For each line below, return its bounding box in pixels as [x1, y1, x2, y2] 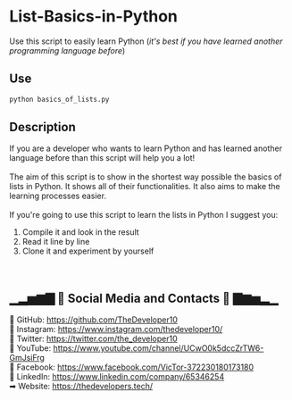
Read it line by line [21, 237, 90, 247]
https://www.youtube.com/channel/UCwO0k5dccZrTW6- [53, 343, 264, 354]
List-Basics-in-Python [9, 6, 179, 27]
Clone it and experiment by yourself [21, 246, 154, 256]
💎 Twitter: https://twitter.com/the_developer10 [9, 333, 178, 345]
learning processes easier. [9, 190, 107, 202]
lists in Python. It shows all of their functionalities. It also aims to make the [9, 181, 281, 192]
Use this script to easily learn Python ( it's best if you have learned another [9, 36, 283, 46]
